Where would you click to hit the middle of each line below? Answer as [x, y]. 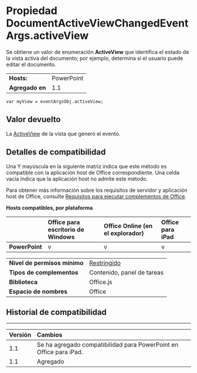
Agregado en [28, 87]
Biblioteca [23, 282]
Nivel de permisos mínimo [46, 263]
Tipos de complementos [44, 272]
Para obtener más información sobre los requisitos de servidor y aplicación [97, 190]
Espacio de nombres [38, 291]
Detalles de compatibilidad [56, 152]
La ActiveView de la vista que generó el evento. [63, 134]
